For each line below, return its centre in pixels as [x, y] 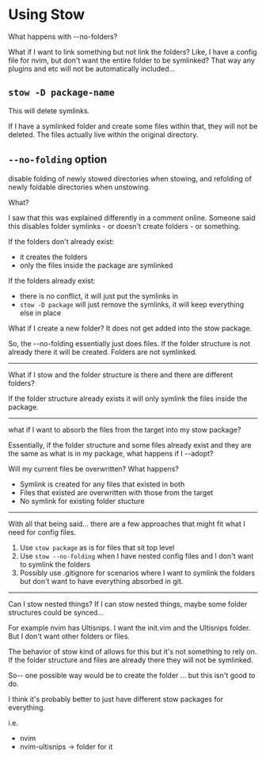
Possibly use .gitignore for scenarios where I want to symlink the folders [137, 573]
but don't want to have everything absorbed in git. [101, 581]
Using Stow [47, 15]
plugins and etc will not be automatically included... [92, 68]
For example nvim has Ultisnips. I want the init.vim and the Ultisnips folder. [129, 627]
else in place [40, 313]
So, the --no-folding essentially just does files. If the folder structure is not [129, 343]
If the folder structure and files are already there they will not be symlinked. [131, 660]
